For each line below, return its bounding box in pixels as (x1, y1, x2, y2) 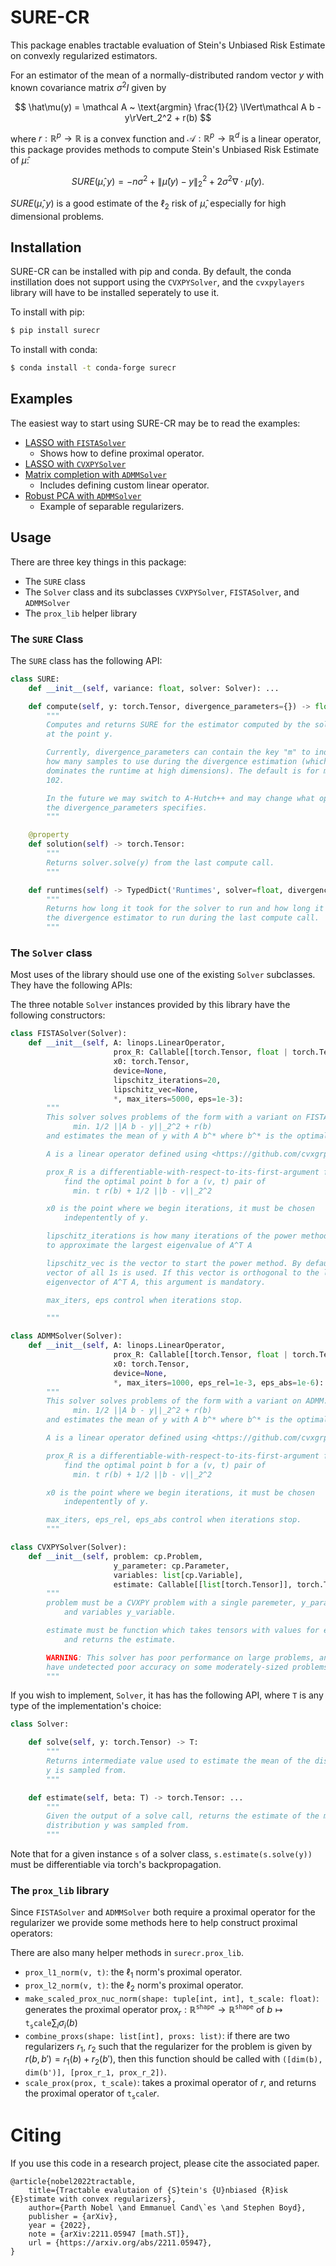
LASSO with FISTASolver (24, 436, 127, 448)
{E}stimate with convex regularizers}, (10, 2194, 177, 2204)
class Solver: (10, 1719, 70, 1730)
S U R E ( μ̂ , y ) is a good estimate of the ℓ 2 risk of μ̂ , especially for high (10, 197, 287, 211)
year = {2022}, (28, 2220, 92, 2230)
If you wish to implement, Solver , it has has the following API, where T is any (10, 1689, 324, 1701)
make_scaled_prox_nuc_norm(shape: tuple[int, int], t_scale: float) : (24, 1992, 320, 2004)
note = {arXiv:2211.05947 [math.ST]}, (28, 2229, 190, 2239)
